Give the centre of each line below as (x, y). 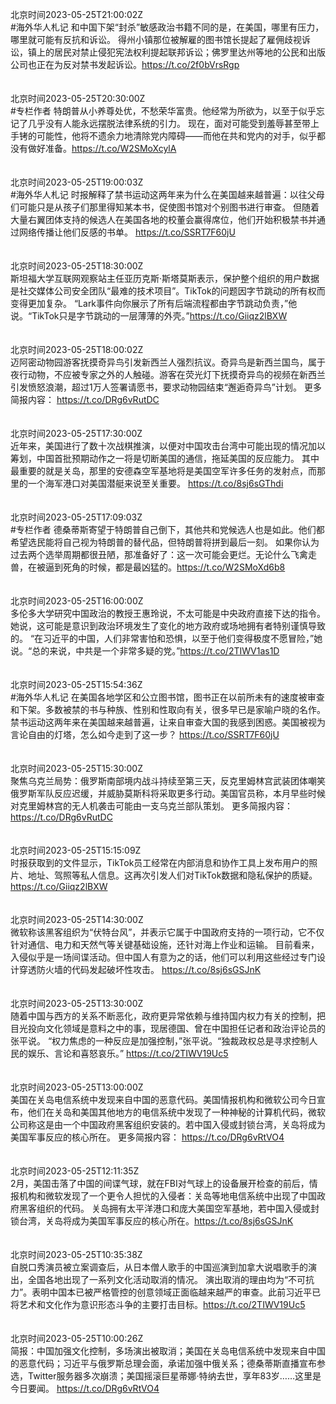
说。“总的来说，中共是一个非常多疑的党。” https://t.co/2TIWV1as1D (145, 651)
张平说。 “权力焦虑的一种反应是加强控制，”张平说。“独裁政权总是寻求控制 (160, 1041)
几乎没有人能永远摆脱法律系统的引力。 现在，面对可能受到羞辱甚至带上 (173, 123)
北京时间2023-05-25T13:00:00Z (77, 1087)
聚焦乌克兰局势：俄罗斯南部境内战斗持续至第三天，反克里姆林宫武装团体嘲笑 (168, 781)
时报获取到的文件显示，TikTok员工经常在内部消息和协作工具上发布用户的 (160, 862)
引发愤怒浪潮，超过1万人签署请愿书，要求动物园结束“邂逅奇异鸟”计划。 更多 (166, 387)
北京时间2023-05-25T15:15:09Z (76, 850)
